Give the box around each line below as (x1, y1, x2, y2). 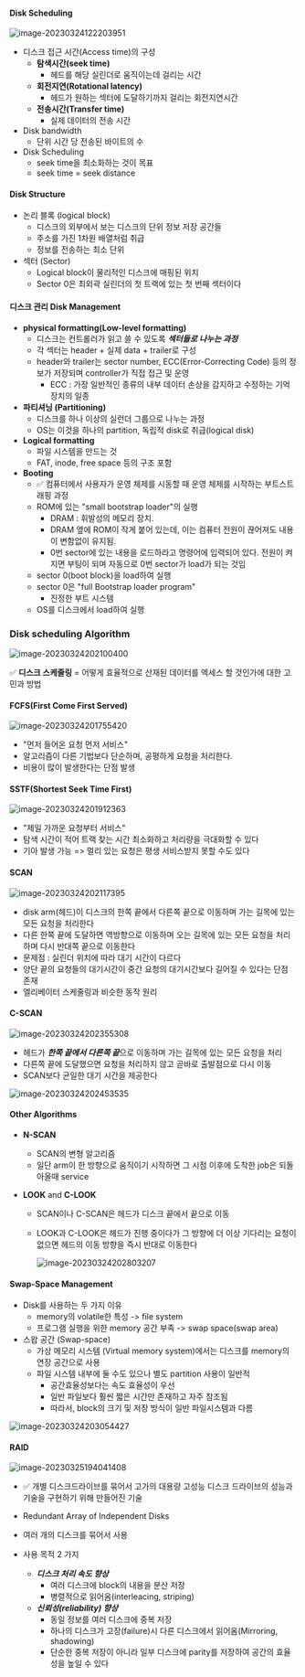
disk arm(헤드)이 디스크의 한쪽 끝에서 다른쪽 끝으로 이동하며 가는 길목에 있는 (22, 906, 295, 917)
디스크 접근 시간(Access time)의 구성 (22, 47, 156, 58)
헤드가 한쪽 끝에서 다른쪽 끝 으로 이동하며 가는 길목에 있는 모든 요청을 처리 (22, 1047, 283, 1058)
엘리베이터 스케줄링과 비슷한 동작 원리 (22, 986, 158, 997)
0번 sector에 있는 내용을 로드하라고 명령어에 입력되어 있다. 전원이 (49, 547, 284, 558)
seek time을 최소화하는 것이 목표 (36, 157, 153, 168)
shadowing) (49, 1636, 95, 1647)
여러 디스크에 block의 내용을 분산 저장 (49, 1580, 185, 1591)
